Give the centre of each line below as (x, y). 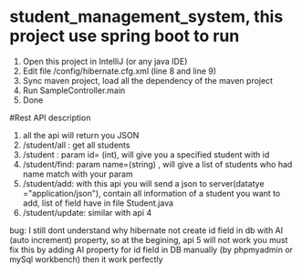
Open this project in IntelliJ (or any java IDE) (105, 61)
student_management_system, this (146, 17)
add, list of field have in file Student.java (98, 203)
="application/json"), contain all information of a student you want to (151, 193)
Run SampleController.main (74, 90)
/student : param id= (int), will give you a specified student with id (146, 154)
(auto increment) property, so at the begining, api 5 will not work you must (149, 239)
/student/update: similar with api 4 (87, 212)
